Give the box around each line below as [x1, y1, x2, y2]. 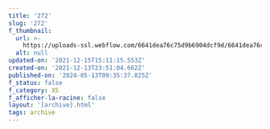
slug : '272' [8, 19, 48, 27]
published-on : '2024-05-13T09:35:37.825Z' [8, 71, 153, 79]
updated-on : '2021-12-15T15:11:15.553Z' [8, 57, 146, 65]
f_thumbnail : [8, 26, 52, 34]
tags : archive [8, 109, 56, 117]
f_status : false [8, 79, 63, 87]
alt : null [15, 49, 48, 57]
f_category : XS [8, 86, 59, 95]
